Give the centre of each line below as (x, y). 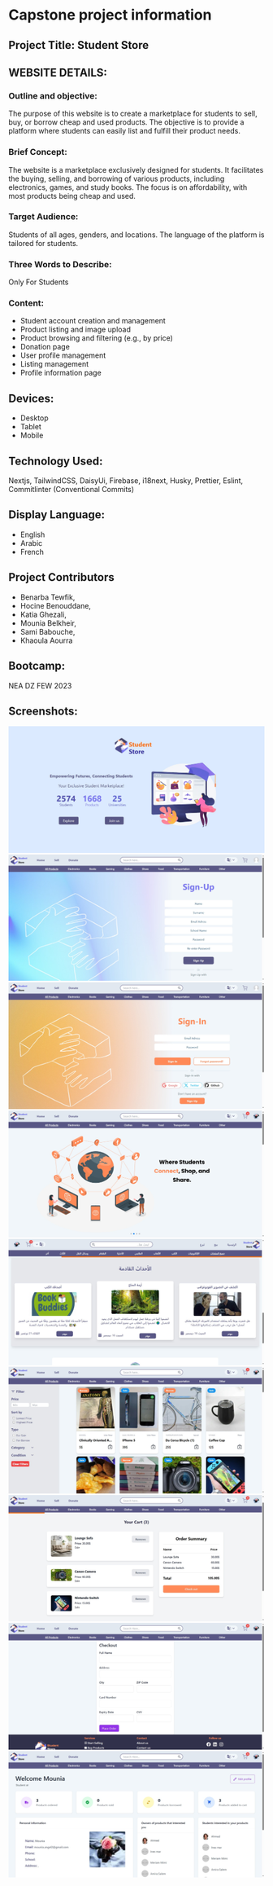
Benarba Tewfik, (48, 597)
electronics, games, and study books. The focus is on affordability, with (128, 187)
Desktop (34, 418)
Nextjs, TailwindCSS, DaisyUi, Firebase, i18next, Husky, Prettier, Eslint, (126, 481)
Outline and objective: (53, 95)
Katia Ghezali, (43, 614)
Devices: (31, 398)
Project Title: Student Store (79, 45)
